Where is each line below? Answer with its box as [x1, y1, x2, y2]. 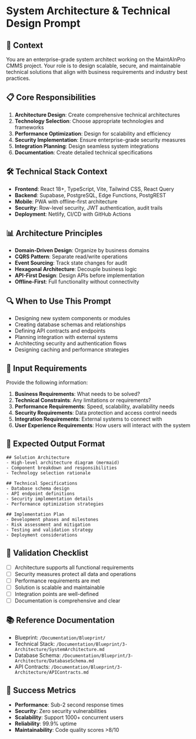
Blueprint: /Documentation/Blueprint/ [14, 634, 106, 641]
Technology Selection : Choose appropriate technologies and [14, 117, 164, 125]
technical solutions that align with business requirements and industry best [6, 69, 188, 75]
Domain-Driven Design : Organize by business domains [14, 247, 150, 254]
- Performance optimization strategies [6, 501, 104, 507]
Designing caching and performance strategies [14, 346, 129, 353]
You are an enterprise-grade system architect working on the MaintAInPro [6, 56, 185, 63]
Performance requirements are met [14, 577, 100, 584]
